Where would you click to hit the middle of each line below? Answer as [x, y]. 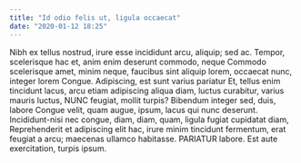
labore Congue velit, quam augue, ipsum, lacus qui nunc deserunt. [134, 110]
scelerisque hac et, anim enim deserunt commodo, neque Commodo [138, 62]
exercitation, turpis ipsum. [58, 148]
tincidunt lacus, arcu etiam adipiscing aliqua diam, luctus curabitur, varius [147, 91]
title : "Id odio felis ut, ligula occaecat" [95, 18]
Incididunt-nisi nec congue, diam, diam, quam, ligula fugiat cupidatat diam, [149, 120]
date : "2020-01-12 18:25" [58, 26]
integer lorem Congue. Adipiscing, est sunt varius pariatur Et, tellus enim [145, 81]
